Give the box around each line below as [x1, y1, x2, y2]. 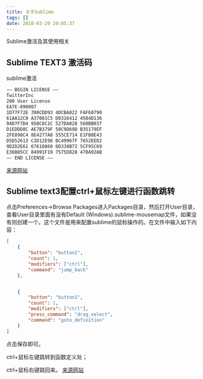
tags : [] [6, 15, 29, 21]
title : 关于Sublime [6, 9, 54, 15]
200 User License [6, 98, 51, 104]
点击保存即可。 [6, 340, 44, 347]
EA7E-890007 [6, 104, 37, 110]
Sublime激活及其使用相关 [6, 38, 70, 45]
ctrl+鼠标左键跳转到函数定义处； [6, 353, 88, 360]
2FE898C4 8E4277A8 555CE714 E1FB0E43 [6, 132, 102, 138]
